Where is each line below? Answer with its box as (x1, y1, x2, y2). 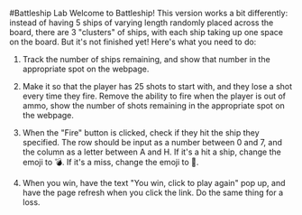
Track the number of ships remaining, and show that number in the (22, 54, 270, 64)
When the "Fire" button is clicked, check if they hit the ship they (22, 127, 260, 138)
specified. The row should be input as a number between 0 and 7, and (22, 137, 282, 147)
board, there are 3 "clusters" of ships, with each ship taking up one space (9, 27, 284, 37)
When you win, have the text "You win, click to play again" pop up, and (22, 178, 286, 188)
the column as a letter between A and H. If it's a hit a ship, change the (22, 146, 281, 157)
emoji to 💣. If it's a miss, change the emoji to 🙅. (22, 157, 199, 167)
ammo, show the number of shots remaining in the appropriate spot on (22, 100, 286, 111)
